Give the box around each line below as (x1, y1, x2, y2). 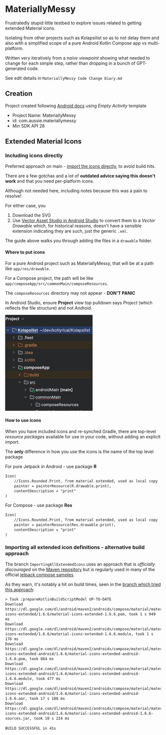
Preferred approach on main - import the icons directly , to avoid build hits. (5, 163, 156, 169)
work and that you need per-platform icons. (5, 178, 94, 184)
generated (5, 66, 26, 71)
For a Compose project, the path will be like (5, 275, 94, 281)
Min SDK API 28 (12, 123, 45, 129)
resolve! (5, 193, 22, 199)
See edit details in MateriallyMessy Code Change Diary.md (5, 75, 123, 81)
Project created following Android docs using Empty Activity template (5, 103, 147, 109)
